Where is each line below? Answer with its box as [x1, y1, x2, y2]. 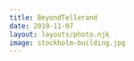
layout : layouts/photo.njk [9, 30, 110, 39]
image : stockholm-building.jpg [9, 38, 126, 48]
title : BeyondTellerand [9, 13, 98, 22]
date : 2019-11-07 [9, 22, 74, 30]
